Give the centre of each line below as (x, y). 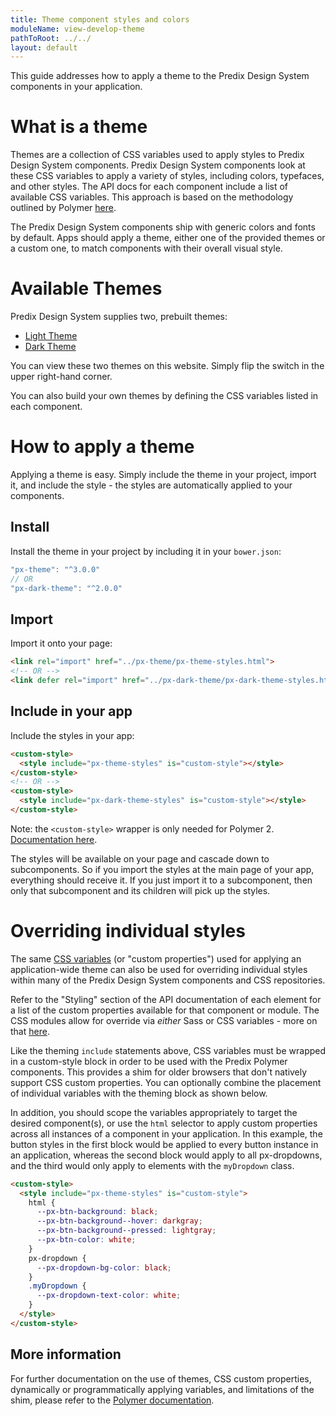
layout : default (44, 47)
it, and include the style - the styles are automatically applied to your (151, 485)
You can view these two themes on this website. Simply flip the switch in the (167, 366)
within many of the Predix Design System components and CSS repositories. (168, 980)
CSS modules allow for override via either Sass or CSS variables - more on (164, 1020)
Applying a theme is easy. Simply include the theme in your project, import (163, 475)
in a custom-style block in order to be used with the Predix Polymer (149, 1061)
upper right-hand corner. (61, 377)
